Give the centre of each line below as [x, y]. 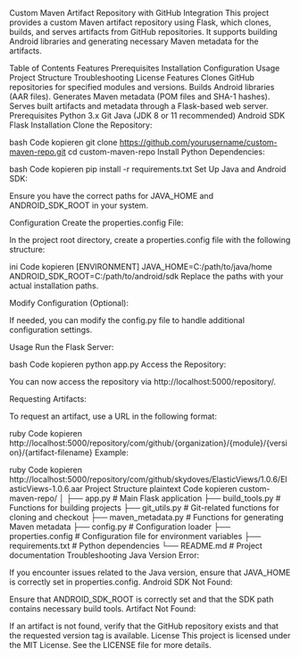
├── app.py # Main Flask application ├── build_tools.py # [174, 498]
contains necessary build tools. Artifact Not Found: [103, 609]
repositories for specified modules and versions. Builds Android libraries [142, 87]
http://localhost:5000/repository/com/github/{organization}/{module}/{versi [148, 443]
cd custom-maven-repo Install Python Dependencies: [167, 152]
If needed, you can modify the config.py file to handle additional [127, 320]
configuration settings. [51, 330]
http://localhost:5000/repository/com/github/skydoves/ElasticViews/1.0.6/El [148, 479]
